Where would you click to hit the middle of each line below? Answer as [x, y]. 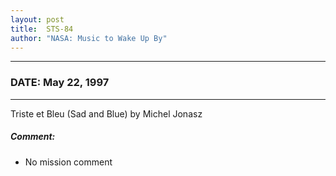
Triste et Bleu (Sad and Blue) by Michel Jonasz [106, 113]
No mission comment [68, 162]
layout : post [37, 19]
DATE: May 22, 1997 [60, 83]
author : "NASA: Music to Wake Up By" [89, 38]
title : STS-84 [42, 29]
